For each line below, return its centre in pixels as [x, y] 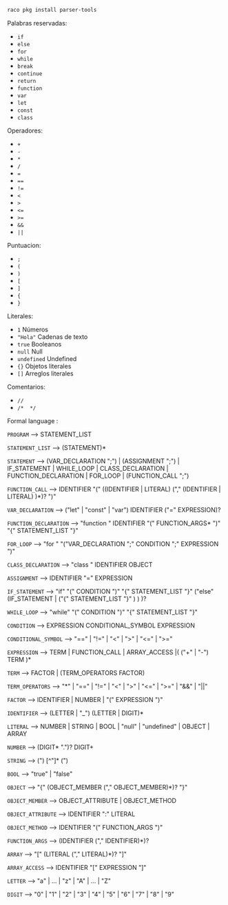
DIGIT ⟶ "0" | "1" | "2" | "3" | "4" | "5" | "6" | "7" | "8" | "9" [91, 894]
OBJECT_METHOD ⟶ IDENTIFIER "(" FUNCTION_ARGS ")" [85, 827]
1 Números [32, 329]
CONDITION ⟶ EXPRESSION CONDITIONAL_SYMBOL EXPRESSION [101, 625]
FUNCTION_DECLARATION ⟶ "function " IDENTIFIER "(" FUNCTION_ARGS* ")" [114, 523]
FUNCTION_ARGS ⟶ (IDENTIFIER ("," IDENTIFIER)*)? [78, 840]
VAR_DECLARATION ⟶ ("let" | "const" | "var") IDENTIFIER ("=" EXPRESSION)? [114, 509]
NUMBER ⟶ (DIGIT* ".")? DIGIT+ [51, 747]
